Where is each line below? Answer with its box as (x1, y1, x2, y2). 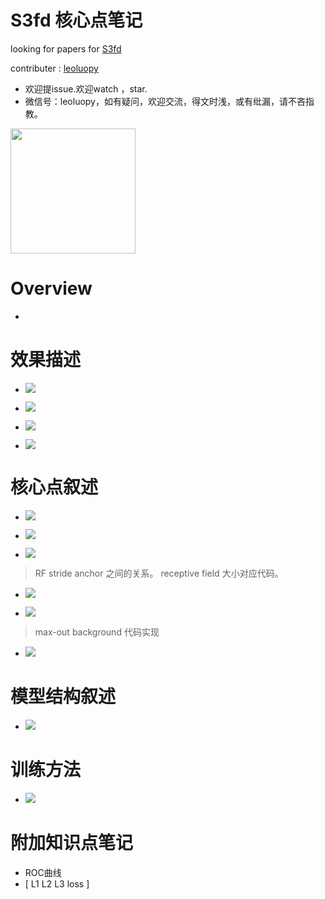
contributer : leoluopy (10, 62, 99, 74)
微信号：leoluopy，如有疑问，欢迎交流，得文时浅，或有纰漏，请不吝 (24, 95, 306, 107)
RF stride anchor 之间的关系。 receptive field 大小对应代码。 (34, 567, 284, 579)
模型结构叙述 (10, 685, 117, 708)
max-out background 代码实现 (34, 626, 160, 638)
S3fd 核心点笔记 (10, 9, 143, 32)
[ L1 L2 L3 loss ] (24, 877, 90, 890)
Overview (10, 277, 93, 300)
